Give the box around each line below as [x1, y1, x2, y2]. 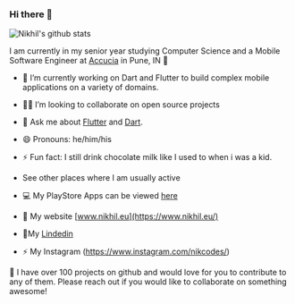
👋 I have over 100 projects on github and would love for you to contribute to [9, 267, 287, 278]
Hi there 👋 [9, 8, 54, 21]
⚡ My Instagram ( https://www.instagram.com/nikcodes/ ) [21, 246, 231, 258]
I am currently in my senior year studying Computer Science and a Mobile [9, 46, 281, 56]
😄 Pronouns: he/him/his [21, 134, 112, 145]
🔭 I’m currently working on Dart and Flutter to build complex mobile [21, 72, 270, 83]
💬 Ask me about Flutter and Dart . [21, 116, 143, 128]
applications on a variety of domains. [21, 82, 159, 93]
